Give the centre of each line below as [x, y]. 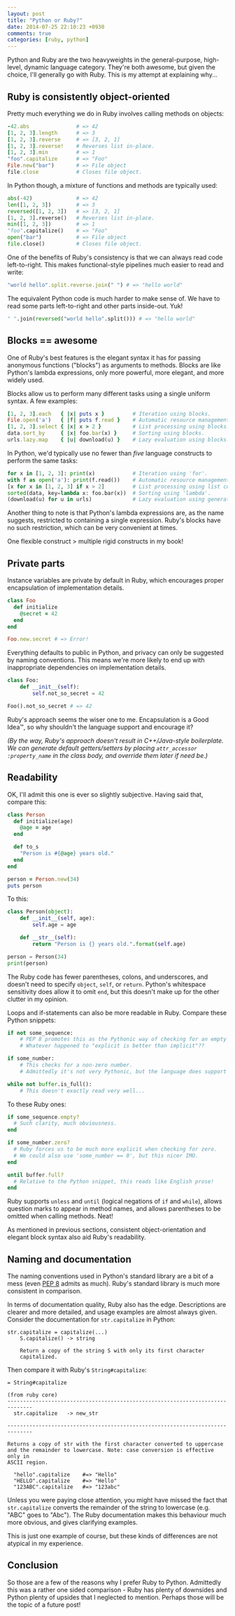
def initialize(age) [43, 821]
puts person [24, 885]
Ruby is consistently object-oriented [88, 96]
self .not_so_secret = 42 [69, 694]
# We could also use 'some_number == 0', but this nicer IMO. [106, 1155]
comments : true [29, 33]
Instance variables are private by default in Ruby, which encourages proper [115, 580]
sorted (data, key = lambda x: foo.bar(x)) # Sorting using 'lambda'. [109, 493]
